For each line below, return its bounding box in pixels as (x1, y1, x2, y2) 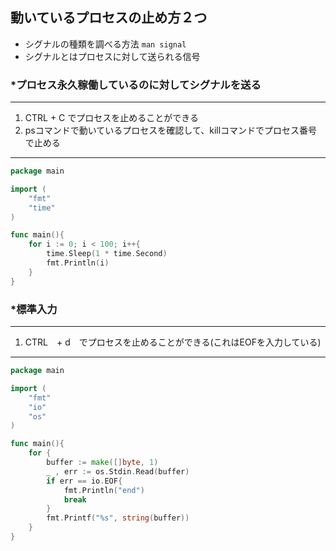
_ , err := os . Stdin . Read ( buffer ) (46, 466, 190, 477)
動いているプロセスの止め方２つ (10, 9, 208, 27)
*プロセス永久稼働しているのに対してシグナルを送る (10, 78, 262, 92)
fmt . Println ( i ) (46, 258, 110, 268)
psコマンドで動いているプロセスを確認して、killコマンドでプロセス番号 (24, 124, 318, 137)
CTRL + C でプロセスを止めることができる (24, 112, 200, 124)
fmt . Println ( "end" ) (63, 485, 145, 495)
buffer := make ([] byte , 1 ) (46, 458, 159, 468)
